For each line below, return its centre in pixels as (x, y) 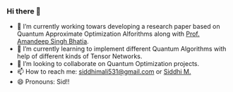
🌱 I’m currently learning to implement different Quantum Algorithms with (121, 49)
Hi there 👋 (24, 11)
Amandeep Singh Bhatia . (53, 41)
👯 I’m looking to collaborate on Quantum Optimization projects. (108, 64)
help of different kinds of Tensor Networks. (79, 56)
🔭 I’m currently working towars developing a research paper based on (118, 27)
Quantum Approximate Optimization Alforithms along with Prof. (108, 34)
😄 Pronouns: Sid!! (43, 82)
